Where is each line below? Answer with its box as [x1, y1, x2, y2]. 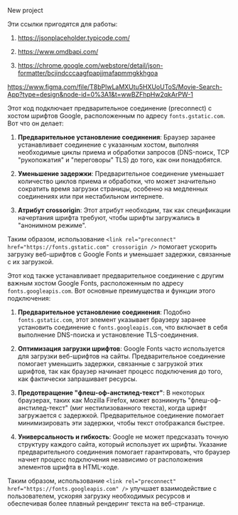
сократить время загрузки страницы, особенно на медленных [17, 184, 208, 193]
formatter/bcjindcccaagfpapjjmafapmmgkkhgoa [17, 69, 158, 77]
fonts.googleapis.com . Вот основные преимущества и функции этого [7, 286, 215, 295]
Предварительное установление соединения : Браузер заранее [17, 133, 216, 141]
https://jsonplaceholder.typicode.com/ [17, 33, 130, 42]
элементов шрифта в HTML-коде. [17, 463, 119, 471]
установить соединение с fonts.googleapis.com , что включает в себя [17, 323, 228, 331]
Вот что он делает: [7, 119, 64, 128]
